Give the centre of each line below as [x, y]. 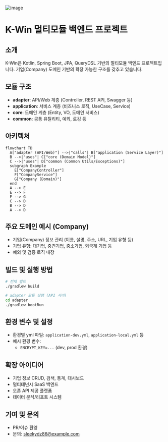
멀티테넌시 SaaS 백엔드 [36, 384]
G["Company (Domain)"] [38, 179]
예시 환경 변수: [27, 341]
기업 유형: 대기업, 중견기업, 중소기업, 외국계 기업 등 [62, 246]
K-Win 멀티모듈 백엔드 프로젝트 [66, 30]
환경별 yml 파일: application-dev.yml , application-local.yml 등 [78, 335]
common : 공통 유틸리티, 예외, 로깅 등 [49, 119]
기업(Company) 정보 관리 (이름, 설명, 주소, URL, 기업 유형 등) [73, 240]
